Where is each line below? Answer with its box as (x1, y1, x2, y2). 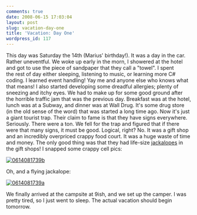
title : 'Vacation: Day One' (6, 30, 75, 36)
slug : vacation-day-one (6, 25, 65, 31)
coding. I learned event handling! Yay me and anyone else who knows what (6, 77, 189, 84)
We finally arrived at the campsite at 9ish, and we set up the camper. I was (6, 191, 187, 197)
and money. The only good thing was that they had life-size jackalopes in (6, 139, 183, 146)
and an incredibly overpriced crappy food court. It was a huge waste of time (6, 133, 191, 139)
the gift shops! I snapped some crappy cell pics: (6, 145, 122, 152)
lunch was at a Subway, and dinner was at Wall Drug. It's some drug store (6, 102, 185, 108)
